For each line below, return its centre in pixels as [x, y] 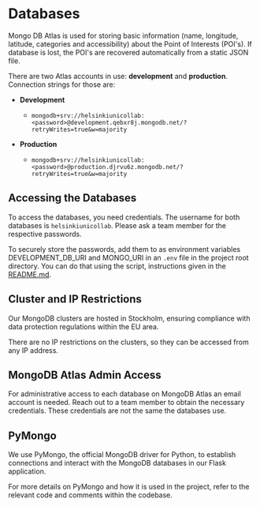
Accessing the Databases [72, 198]
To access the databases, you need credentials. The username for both [124, 217]
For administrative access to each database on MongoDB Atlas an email [125, 394]
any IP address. [33, 350]
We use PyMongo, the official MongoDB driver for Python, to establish [122, 455]
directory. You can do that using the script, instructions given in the [117, 266]
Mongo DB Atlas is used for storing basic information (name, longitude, [123, 36]
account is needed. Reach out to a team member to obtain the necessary [126, 403]
